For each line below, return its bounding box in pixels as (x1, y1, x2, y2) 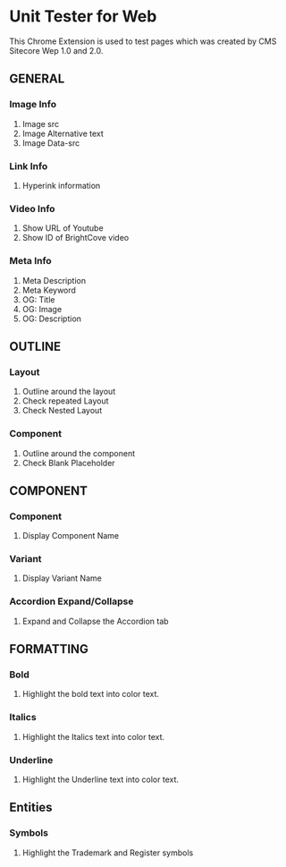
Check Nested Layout (21, 405, 103, 416)
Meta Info (9, 255, 52, 268)
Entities (9, 800, 53, 815)
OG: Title (21, 293, 55, 305)
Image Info (9, 98, 56, 111)
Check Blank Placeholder (21, 457, 115, 468)
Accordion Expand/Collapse (9, 595, 134, 608)
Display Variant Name (21, 573, 103, 583)
